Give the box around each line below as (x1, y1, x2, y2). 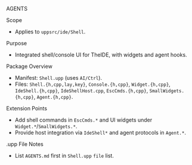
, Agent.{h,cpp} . (33, 94, 73, 100)
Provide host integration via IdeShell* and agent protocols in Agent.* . (14, 129, 187, 136)
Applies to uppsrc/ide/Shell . (14, 28, 86, 35)
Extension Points (6, 105, 48, 112)
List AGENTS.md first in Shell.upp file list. (14, 152, 114, 159)
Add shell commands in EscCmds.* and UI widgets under (14, 116, 153, 123)
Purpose (6, 40, 27, 46)
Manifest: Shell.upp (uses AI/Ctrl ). (14, 74, 103, 81)
